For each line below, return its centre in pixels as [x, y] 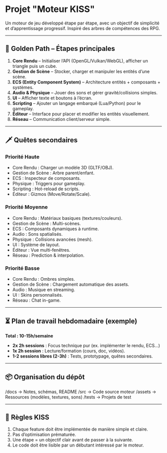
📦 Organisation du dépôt [45, 377]
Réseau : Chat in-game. [37, 300]
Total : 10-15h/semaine [29, 336]
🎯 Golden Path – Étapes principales [60, 49]
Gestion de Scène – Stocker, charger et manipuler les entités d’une [81, 71]
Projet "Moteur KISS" [50, 9]
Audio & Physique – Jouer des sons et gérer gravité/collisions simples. [85, 92]
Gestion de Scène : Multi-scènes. [46, 223]
